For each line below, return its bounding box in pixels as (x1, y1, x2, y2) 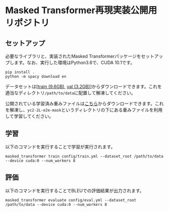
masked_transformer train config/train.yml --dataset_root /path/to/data (5, 153, 164, 159)
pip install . (5, 70, 35, 75)
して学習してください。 (5, 113, 54, 119)
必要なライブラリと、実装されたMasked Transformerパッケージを (5, 54, 141, 59)
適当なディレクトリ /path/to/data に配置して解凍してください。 (5, 90, 136, 96)
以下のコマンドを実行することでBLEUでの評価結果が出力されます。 (5, 187, 145, 193)
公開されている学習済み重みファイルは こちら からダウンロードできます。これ (5, 100, 164, 107)
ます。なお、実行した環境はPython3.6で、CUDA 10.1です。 (14, 60, 135, 66)
